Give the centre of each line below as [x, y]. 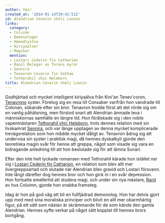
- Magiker [19, 51]
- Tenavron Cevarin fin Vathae [42, 74]
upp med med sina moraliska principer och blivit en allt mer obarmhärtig [78, 199]
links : [12, 23]
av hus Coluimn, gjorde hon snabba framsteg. [51, 185]
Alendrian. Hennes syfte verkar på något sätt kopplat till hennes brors [76, 210]
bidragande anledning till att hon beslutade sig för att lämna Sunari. [73, 149]
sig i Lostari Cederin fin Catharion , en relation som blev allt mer [69, 164]
